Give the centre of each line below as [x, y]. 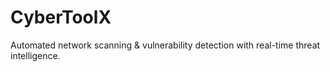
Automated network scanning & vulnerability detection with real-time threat [165, 45]
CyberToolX [61, 17]
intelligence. [35, 55]
